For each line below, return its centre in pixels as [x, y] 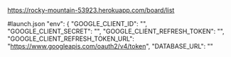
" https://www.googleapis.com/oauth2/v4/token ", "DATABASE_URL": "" [110, 46]
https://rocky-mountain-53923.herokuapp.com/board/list [91, 10]
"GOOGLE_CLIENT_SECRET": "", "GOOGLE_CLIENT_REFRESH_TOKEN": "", [116, 31]
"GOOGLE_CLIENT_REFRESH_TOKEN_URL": [71, 39]
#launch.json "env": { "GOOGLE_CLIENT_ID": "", [77, 24]
